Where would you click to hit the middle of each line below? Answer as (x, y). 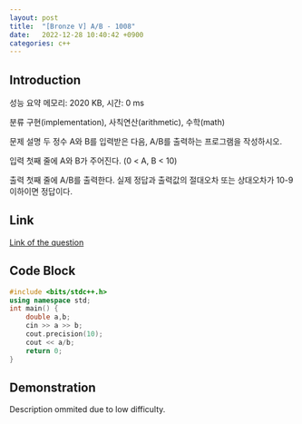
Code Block (43, 271)
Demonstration (53, 387)
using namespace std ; (50, 301)
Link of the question (47, 242)
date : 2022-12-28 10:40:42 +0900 (77, 35)
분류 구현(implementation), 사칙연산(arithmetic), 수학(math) (117, 123)
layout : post (34, 18)
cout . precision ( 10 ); (64, 334)
